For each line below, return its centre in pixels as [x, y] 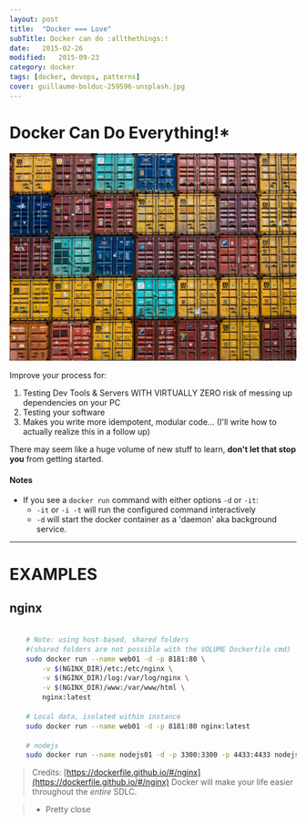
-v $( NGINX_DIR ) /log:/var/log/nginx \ [116, 678]
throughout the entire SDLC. [84, 792]
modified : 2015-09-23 [55, 58]
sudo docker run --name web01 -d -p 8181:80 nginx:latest [138, 726]
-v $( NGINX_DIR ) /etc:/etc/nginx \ [107, 669]
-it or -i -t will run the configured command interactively [146, 510]
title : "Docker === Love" [61, 29]
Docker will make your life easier [233, 782]
